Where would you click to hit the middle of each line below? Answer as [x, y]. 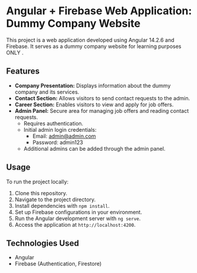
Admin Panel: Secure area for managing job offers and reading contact [102, 110]
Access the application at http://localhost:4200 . [75, 224]
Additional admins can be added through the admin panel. [94, 148]
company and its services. [47, 92]
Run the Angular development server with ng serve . [78, 218]
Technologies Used [42, 243]
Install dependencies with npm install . [62, 205]
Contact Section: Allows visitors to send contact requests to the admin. [102, 98]
